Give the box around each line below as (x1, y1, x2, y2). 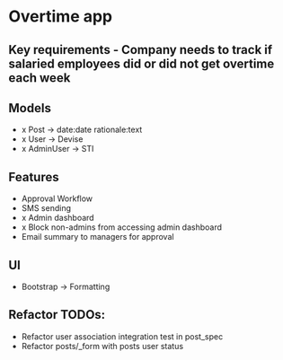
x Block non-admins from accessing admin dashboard (21, 222, 222, 233)
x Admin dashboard (21, 213, 95, 224)
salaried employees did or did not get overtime (8, 56, 275, 71)
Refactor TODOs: (8, 307, 106, 322)
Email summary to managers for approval (21, 232, 174, 242)
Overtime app (8, 6, 113, 27)
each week (8, 70, 71, 85)
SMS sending (21, 203, 71, 214)
